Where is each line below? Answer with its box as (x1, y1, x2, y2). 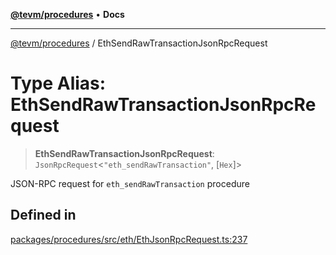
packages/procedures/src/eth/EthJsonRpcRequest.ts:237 (10, 233, 248, 245)
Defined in (10, 207, 77, 224)
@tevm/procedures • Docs (10, 9, 125, 20)
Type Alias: (10, 72, 107, 95)
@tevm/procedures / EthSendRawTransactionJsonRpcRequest (10, 37, 268, 49)
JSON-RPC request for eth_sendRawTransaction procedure (10, 177, 250, 189)
